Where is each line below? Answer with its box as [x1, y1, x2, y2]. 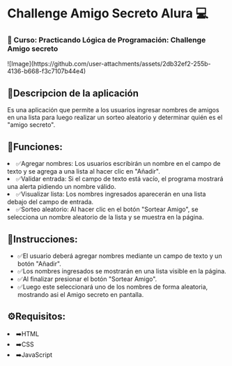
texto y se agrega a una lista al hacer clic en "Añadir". [7, 167, 160, 176]
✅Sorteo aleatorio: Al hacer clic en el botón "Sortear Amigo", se [16, 205, 199, 213]
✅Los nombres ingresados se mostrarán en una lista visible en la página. [17, 266, 226, 275]
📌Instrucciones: [7, 233, 78, 245]
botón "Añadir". [17, 259, 61, 268]
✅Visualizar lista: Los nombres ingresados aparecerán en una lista [16, 190, 206, 199]
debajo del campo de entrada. [7, 198, 94, 206]
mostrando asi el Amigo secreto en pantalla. [17, 290, 144, 298]
